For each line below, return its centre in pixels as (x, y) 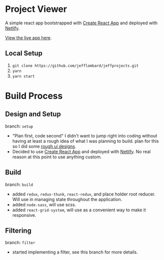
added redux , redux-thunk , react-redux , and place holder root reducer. (84, 194)
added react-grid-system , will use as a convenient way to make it (79, 210)
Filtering (18, 230)
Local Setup (24, 53)
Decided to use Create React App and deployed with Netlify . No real (81, 151)
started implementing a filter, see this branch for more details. (75, 252)
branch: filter (20, 243)
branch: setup (19, 126)
